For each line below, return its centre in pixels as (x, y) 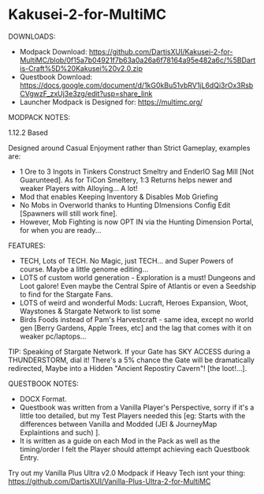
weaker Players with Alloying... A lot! (78, 188)
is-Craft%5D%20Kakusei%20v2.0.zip (81, 68)
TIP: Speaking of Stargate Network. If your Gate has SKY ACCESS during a (129, 351)
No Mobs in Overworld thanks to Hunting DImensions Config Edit (125, 205)
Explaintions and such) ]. (60, 432)
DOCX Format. (43, 399)
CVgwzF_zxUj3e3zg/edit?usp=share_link (86, 93)
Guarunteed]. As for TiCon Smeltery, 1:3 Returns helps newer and (126, 180)
